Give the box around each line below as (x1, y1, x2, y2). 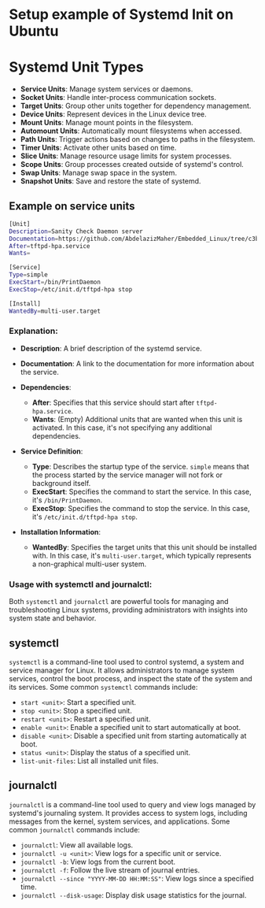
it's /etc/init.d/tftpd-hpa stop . (31, 512, 138, 521)
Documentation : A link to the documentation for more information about (20, 358, 255, 368)
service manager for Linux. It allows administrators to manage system (9, 665, 235, 675)
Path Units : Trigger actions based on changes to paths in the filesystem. (20, 135, 256, 144)
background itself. (31, 478, 91, 487)
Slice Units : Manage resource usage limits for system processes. (20, 151, 232, 161)
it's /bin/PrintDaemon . (31, 495, 103, 505)
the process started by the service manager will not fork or (31, 470, 223, 480)
